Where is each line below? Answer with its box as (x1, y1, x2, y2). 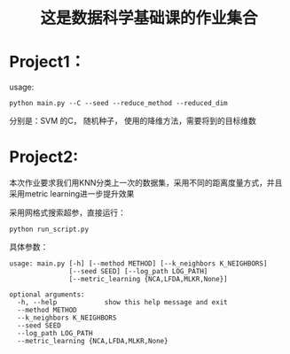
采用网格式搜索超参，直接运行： (9, 207, 126, 218)
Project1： (9, 52, 86, 72)
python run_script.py (9, 225, 90, 235)
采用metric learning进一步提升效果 (9, 189, 135, 199)
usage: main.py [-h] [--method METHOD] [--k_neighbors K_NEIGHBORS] (9, 259, 268, 268)
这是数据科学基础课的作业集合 (39, 8, 258, 28)
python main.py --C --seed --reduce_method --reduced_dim (9, 99, 228, 108)
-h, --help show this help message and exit (17, 298, 228, 307)
